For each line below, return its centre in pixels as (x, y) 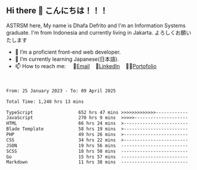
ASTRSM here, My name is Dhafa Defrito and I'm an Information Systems (96, 25)
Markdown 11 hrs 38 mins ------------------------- (97, 162)
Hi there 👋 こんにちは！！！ (57, 11)
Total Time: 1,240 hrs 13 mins (45, 101)
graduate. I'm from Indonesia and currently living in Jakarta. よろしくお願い (99, 32)
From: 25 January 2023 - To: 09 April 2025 (61, 91)
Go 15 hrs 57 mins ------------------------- (97, 157)
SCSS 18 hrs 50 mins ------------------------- (97, 151)
